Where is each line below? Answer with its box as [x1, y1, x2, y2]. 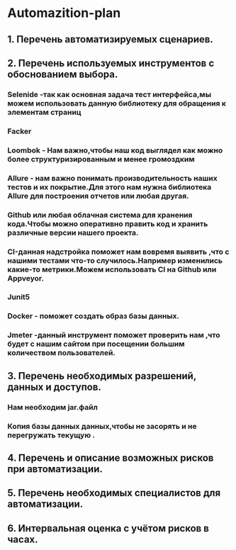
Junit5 [7, 292, 30, 302]
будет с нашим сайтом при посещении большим [7, 339, 185, 349]
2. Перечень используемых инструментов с [7, 57, 215, 69]
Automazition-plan [7, 5, 121, 21]
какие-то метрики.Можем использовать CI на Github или [7, 264, 217, 274]
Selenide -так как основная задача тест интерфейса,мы [7, 89, 211, 99]
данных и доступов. [7, 381, 101, 393]
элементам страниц [7, 107, 82, 117]
